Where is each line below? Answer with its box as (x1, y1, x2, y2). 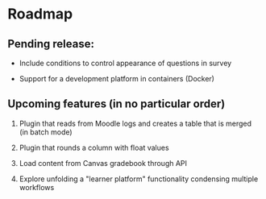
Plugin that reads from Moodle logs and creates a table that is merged (19, 118, 251, 128)
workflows (19, 182, 55, 192)
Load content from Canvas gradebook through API (19, 158, 187, 168)
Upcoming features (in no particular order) (7, 97, 226, 111)
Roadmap (7, 5, 73, 23)
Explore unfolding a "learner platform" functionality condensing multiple (19, 174, 259, 184)
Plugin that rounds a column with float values (19, 143, 170, 152)
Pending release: (7, 37, 94, 51)
